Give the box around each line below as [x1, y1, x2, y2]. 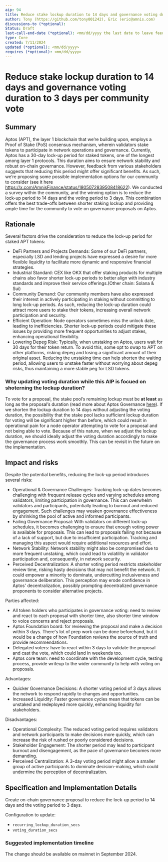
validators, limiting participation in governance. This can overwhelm [12, 497, 152, 503]
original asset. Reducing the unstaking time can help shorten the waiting [12, 355, 161, 361]
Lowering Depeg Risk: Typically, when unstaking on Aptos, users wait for [12, 339, 163, 345]
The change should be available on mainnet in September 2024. [5, 851, 137, 857]
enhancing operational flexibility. [12, 334, 80, 340]
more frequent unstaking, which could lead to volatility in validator [12, 550, 149, 557]
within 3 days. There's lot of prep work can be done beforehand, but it [12, 629, 157, 635]
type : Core [5, 36, 28, 41]
